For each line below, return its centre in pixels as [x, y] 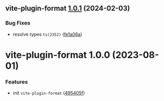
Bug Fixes [18, 23]
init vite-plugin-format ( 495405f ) [49, 93]
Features [17, 82]
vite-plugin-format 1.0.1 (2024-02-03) [68, 8]
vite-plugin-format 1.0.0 [58, 55]
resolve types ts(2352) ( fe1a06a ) [47, 34]
